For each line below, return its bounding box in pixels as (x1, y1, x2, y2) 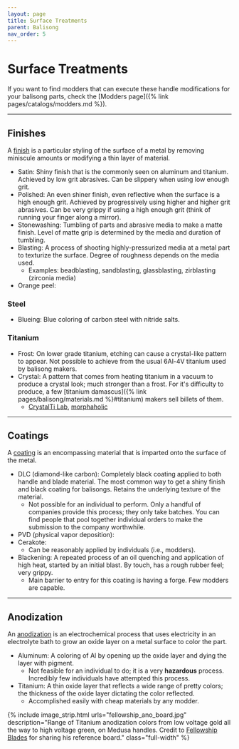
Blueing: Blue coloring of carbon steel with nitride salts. (17, 315, 180, 324)
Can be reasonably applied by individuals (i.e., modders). (28, 546, 196, 554)
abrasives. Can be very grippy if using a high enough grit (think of (17, 205, 211, 214)
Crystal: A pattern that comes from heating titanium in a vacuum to (17, 372, 213, 380)
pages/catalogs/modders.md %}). (7, 100, 107, 108)
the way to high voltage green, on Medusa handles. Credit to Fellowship (7, 725, 218, 735)
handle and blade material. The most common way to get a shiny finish (17, 477, 225, 486)
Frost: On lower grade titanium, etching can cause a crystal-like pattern (17, 349, 227, 357)
